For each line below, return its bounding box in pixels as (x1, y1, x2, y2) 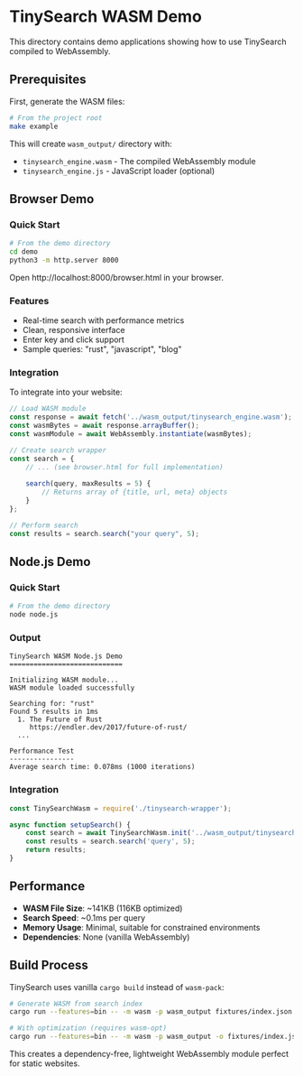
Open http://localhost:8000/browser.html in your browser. (9, 272, 224, 283)
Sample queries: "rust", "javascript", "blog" (22, 344, 182, 355)
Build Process (9, 958, 88, 973)
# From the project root (9, 113, 103, 123)
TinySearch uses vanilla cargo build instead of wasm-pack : (9, 981, 225, 992)
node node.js (9, 610, 59, 619)
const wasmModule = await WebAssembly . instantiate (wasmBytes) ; (9, 430, 252, 439)
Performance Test (9, 747, 75, 756)
